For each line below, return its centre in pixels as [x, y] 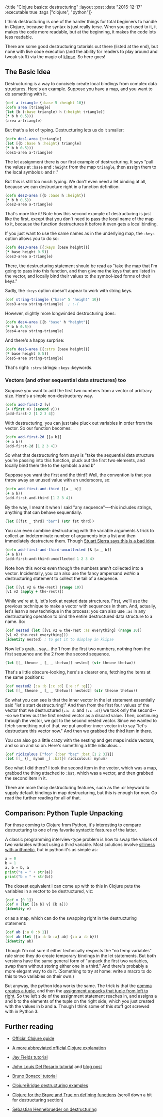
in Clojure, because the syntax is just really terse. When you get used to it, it [81, 27]
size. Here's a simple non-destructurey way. [49, 396]
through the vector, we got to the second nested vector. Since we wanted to [81, 720]
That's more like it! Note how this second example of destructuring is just [78, 214]
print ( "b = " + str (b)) [29, 877]
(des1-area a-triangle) [29, 152]
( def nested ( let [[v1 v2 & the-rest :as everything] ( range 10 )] [73, 630]
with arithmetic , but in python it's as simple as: [51, 850]
